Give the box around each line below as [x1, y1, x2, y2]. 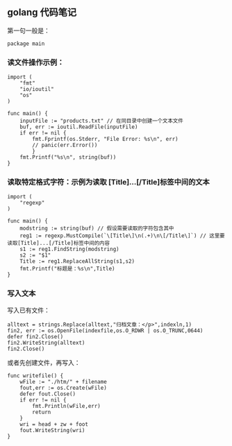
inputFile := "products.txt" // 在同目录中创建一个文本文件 [19, 117, 184, 125]
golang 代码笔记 [7, 6, 77, 19]
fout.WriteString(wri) [19, 427, 85, 434]
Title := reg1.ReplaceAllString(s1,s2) [19, 258, 135, 265]
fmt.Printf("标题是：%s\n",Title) [19, 266, 116, 273]
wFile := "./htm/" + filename [19, 378, 108, 385]
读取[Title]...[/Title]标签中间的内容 [7, 240, 110, 247]
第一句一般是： [7, 26, 50, 35]
